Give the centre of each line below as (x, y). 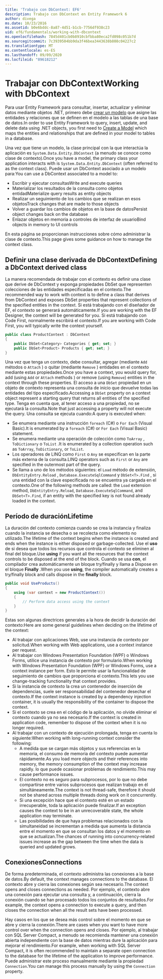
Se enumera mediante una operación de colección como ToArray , (78, 439)
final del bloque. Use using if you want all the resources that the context (77, 554)
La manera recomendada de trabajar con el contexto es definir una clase (78, 279)
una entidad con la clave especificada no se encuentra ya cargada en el (84, 480)
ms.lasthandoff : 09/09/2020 (34, 55)
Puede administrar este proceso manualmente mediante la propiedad (74, 961)
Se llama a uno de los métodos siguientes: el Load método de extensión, (84, 470)
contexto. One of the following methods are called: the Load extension (81, 485)
